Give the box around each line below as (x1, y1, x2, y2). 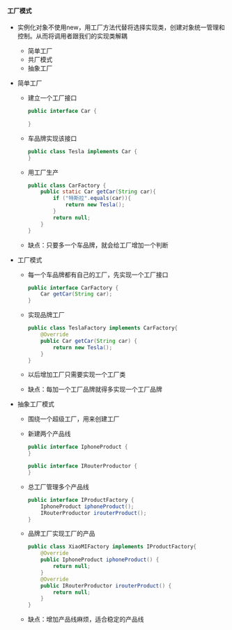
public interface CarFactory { (27, 284, 119, 291)
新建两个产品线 (27, 429, 71, 438)
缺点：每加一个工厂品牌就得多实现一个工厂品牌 (27, 385, 162, 394)
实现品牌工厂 (27, 311, 65, 319)
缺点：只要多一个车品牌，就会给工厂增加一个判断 (27, 240, 169, 249)
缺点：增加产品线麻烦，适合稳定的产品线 (27, 615, 144, 624)
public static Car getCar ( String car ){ (40, 188, 157, 195)
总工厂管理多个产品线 (27, 482, 89, 491)
